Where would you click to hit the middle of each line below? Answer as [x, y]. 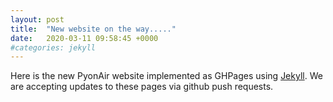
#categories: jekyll [53, 47]
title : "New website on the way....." [93, 29]
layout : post [37, 19]
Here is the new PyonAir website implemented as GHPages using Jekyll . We [166, 76]
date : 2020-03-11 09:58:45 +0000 [84, 38]
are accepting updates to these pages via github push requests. [142, 87]
